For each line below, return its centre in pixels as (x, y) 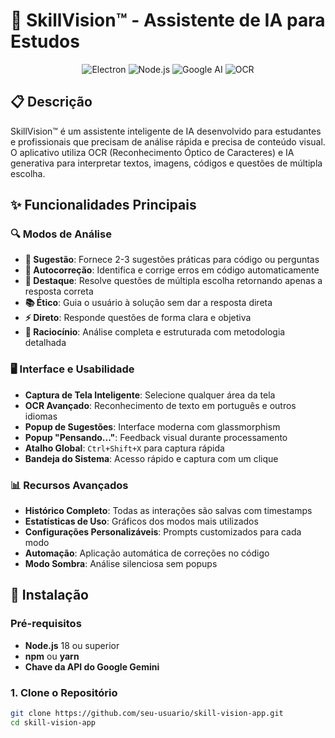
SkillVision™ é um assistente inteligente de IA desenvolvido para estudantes (166, 131)
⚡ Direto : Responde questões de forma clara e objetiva (138, 318)
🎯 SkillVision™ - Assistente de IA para (168, 20)
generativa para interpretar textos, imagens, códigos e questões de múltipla (166, 163)
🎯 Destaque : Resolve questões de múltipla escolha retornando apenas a (173, 281)
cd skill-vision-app (53, 722)
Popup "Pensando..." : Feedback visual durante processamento (156, 437)
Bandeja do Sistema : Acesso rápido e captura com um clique (151, 458)
